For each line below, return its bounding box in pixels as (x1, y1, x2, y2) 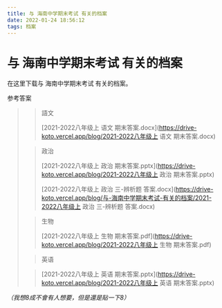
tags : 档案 (7, 23, 37, 30)
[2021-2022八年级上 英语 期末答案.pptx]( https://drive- (41, 270, 196, 278)
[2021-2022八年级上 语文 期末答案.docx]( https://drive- (41, 123, 197, 132)
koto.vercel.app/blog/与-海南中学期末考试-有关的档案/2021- (41, 194, 212, 202)
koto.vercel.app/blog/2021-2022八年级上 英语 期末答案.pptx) (41, 279, 215, 287)
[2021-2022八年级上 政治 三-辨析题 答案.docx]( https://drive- (41, 185, 214, 194)
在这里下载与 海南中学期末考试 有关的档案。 (7, 79, 132, 87)
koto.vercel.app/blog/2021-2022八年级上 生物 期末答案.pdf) (41, 241, 212, 249)
